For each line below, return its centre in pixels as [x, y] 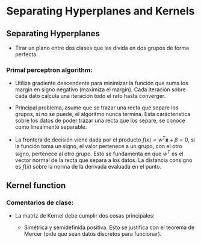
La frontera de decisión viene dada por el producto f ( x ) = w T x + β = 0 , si [105, 139]
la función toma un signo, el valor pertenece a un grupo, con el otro [98, 146]
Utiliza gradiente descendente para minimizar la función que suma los [101, 83]
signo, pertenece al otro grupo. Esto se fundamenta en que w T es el [99, 153]
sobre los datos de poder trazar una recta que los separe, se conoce [100, 121]
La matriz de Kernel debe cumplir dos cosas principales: [85, 216]
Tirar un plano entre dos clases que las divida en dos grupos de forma [102, 48]
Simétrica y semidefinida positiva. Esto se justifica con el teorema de [109, 227]
